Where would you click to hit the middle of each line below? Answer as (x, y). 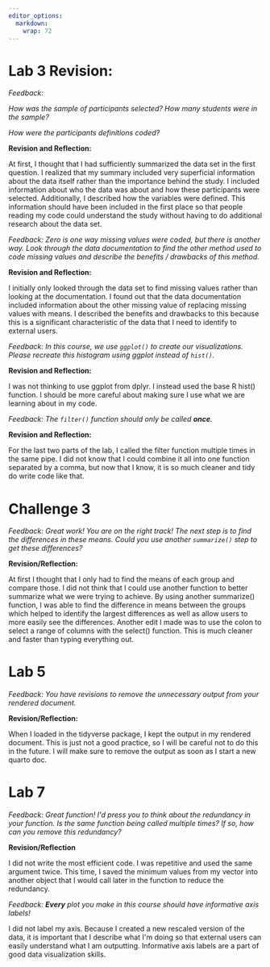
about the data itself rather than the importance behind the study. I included (134, 181)
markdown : (32, 23)
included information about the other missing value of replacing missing (128, 305)
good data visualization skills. (57, 954)
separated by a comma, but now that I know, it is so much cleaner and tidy (132, 468)
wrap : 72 (37, 31)
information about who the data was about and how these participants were (134, 190)
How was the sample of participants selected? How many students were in (133, 109)
